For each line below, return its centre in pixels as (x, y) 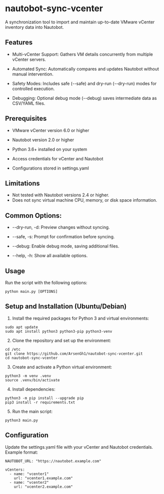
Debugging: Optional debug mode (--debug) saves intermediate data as (84, 98)
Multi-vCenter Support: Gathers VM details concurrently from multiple (82, 54)
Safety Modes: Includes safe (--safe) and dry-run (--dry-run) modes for (84, 83)
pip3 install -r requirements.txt (40, 402)
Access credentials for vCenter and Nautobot (58, 158)
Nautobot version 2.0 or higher (43, 140)
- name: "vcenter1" (29, 474)
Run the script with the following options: (46, 283)
